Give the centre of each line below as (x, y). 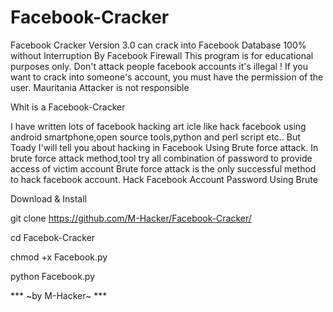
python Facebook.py (53, 276)
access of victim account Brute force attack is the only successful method (163, 168)
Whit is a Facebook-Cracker (68, 107)
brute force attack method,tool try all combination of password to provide (161, 158)
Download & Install (48, 198)
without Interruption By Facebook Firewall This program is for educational (162, 55)
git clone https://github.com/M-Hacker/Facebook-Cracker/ (131, 218)
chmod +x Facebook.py (59, 257)
